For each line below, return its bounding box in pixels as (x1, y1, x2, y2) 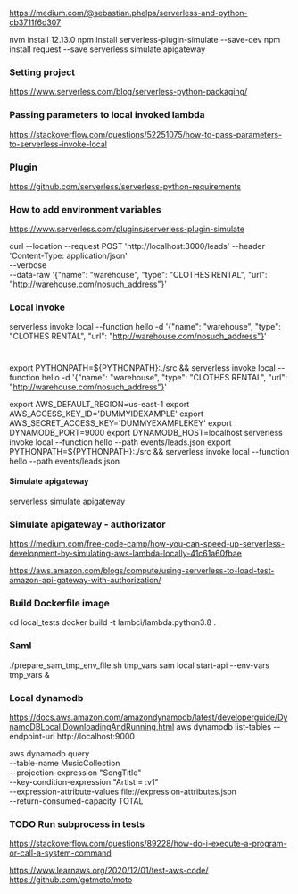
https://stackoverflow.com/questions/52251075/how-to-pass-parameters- (9, 129, 283, 139)
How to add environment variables (9, 203, 162, 215)
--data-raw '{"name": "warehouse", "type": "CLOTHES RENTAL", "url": (9, 270, 268, 280)
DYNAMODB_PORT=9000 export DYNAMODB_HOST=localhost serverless (9, 427, 283, 438)
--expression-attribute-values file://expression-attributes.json (9, 786, 236, 798)
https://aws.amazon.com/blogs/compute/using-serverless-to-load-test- (9, 565, 275, 576)
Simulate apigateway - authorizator (9, 518, 166, 531)
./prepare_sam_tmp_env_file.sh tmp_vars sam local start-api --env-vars (9, 660, 270, 671)
